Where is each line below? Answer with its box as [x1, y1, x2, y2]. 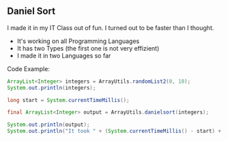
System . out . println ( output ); [7, 121, 90, 129]
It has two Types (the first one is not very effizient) [16, 44, 160, 52]
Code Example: [7, 64, 50, 73]
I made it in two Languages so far [16, 51, 111, 60]
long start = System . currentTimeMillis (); [7, 97, 130, 103]
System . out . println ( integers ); [7, 84, 96, 91]
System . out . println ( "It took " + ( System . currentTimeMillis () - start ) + [7, 128, 222, 135]
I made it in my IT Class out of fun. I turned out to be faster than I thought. [7, 23, 214, 31]
